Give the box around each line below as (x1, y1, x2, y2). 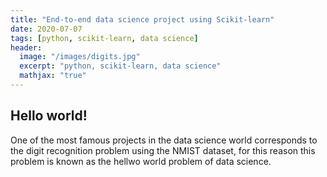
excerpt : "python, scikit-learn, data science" (19, 61, 222, 71)
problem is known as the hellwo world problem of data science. (10, 155, 272, 167)
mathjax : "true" (19, 71, 87, 81)
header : (10, 42, 43, 53)
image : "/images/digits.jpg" (19, 52, 141, 62)
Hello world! (10, 107, 88, 125)
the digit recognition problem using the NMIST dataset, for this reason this (10, 144, 316, 156)
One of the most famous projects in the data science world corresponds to (10, 134, 318, 146)
